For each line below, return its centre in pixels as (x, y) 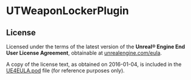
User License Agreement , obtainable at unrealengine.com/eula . (84, 53)
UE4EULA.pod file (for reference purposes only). (66, 71)
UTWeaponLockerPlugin (67, 11)
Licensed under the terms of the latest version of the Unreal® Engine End (96, 46)
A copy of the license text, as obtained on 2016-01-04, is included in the (94, 64)
